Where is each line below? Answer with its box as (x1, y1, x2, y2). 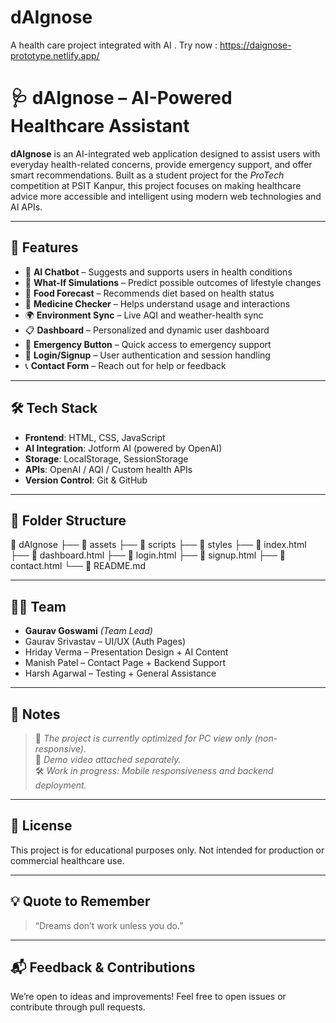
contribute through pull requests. (10, 1001, 146, 1013)
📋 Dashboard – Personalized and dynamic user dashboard (24, 324, 270, 336)
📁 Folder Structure (10, 512, 127, 529)
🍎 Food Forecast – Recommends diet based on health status (24, 287, 275, 299)
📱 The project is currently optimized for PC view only (34, 732, 253, 744)
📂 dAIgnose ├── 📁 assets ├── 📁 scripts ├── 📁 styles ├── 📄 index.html (10, 539, 307, 551)
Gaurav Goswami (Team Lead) (24, 625, 153, 637)
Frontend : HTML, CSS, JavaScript (24, 431, 166, 443)
